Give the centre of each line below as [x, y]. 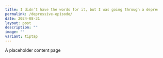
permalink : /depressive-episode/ [39, 14]
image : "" [15, 32]
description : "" [21, 28]
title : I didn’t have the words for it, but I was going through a [75, 9]
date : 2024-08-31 [23, 18]
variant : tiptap [21, 37]
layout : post [18, 23]
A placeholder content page [33, 50]
